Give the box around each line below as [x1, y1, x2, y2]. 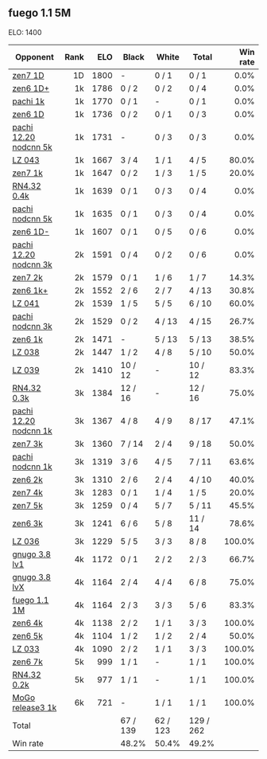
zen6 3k [12, 518, 44, 529]
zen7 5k [12, 499, 44, 511]
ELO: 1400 [8, 27, 42, 37]
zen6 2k [12, 474, 44, 485]
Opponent [14, 51, 54, 62]
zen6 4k [12, 617, 44, 628]
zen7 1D [12, 69, 44, 80]
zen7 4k [12, 487, 44, 498]
